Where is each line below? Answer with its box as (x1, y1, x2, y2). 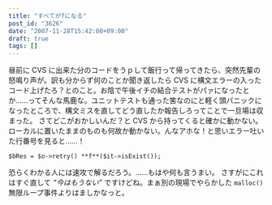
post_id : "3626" (8, 19, 63, 28)
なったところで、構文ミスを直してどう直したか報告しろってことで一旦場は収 (8, 106, 264, 116)
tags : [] (8, 42, 38, 50)
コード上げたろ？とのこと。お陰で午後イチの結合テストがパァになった (8, 86, 244, 96)
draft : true (8, 34, 49, 43)
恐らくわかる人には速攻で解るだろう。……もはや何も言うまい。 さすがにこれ (8, 168, 264, 177)
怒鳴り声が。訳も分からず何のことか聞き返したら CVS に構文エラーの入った (8, 75, 262, 85)
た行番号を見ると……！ (8, 136, 85, 146)
